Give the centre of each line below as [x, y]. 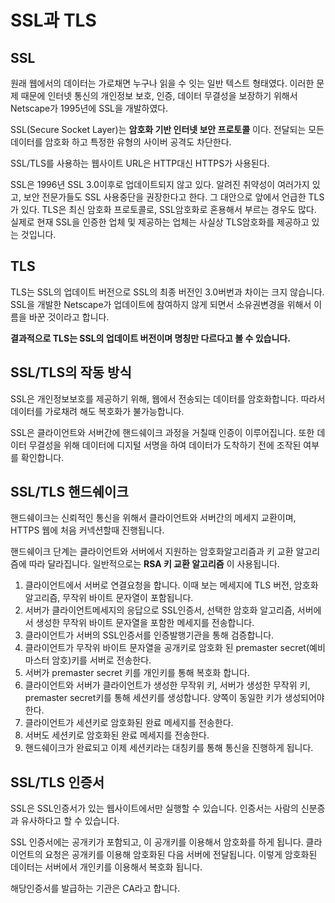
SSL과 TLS [53, 20]
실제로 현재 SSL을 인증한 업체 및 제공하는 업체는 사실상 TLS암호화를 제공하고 [160, 222]
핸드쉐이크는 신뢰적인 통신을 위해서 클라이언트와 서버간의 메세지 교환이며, [153, 518]
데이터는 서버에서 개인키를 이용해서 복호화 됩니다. [106, 867]
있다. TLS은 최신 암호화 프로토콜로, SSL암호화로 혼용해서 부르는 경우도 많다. [168, 209]
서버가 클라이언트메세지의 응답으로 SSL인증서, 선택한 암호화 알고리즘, [159, 610]
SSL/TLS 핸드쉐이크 [69, 492]
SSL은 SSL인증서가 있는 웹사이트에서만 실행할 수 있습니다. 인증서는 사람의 [154, 808]
